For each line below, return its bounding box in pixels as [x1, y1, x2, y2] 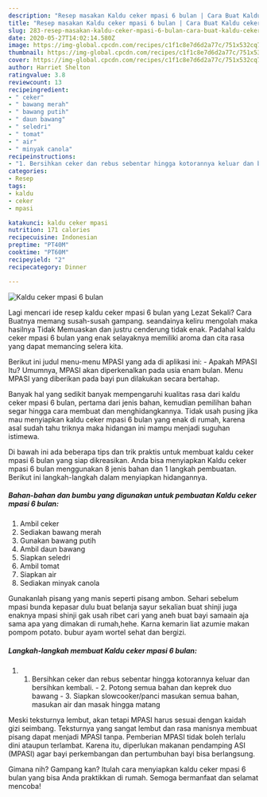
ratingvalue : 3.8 [8, 71, 66, 79]
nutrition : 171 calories [8, 226, 91, 234]
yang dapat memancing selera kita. [8, 341, 123, 351]
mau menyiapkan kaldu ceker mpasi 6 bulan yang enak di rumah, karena [8, 414, 246, 424]
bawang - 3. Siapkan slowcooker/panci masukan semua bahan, [31, 691, 240, 701]
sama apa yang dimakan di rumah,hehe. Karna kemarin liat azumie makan [8, 619, 250, 629]
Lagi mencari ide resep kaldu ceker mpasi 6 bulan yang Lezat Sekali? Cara [8, 308, 252, 317]
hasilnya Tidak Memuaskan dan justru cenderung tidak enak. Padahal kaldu [8, 324, 256, 334]
